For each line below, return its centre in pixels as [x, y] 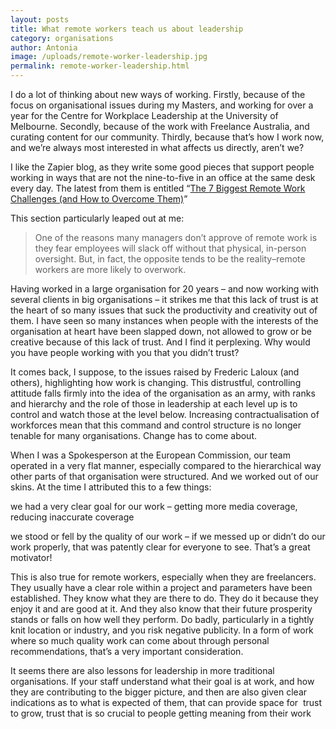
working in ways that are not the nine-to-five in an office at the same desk [163, 177]
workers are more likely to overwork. [110, 269]
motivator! [31, 557]
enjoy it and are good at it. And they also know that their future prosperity [161, 609]
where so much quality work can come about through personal [140, 640]
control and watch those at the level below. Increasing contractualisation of [165, 414]
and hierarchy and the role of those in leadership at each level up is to [154, 404]
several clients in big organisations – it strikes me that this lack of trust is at [164, 299]
